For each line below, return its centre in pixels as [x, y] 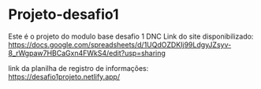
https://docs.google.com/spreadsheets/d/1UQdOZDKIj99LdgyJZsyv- [120, 44]
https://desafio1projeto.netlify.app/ [64, 76]
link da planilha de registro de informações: [78, 68]
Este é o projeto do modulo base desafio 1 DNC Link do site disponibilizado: [131, 36]
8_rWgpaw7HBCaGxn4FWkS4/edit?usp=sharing [87, 53]
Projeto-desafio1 [64, 15]
